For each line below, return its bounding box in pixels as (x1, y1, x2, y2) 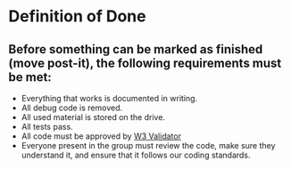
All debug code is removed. (21, 102, 123, 113)
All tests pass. (21, 122, 73, 132)
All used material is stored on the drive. (21, 112, 166, 122)
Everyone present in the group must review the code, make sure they (21, 141, 276, 150)
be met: (8, 69, 53, 84)
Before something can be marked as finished (8, 42, 263, 57)
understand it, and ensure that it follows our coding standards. (21, 149, 251, 160)
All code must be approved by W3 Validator (21, 131, 182, 141)
